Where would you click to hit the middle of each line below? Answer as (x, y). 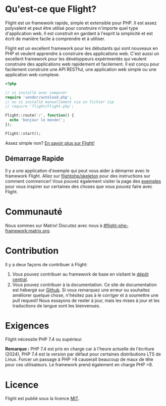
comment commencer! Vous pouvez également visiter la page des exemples (83, 181)
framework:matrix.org (27, 231)
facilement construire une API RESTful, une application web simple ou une (81, 69)
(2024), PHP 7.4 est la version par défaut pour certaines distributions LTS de (83, 354)
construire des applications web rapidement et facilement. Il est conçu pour (82, 64)
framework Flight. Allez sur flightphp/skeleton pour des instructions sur (78, 176)
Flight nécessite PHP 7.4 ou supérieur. (44, 339)
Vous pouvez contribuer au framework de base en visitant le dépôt (80, 274)
